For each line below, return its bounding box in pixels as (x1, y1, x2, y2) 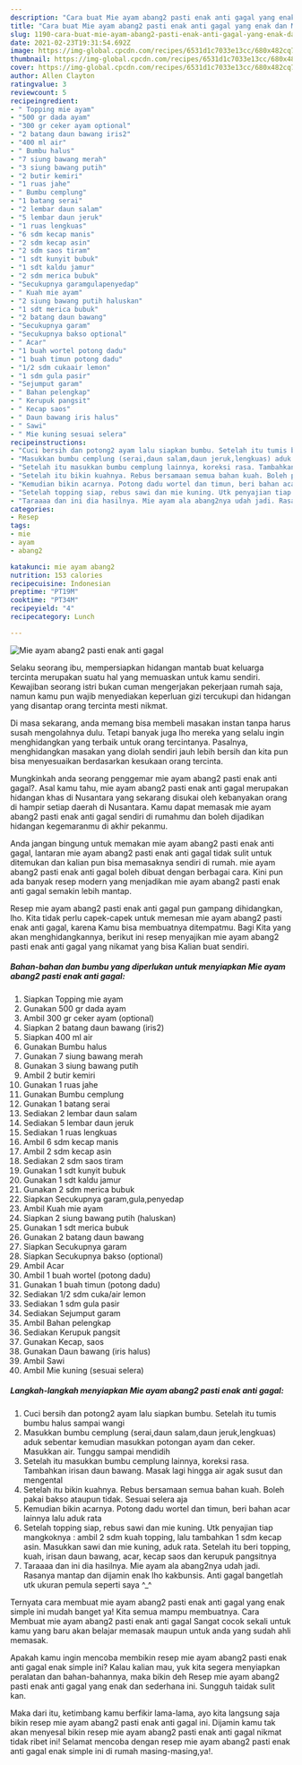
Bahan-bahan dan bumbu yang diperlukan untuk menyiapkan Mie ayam (10, 961, 286, 972)
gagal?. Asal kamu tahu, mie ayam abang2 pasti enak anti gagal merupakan (10, 782, 289, 793)
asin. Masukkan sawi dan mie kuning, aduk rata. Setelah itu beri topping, (22, 1541, 291, 1552)
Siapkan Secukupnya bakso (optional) (22, 1251, 164, 1261)
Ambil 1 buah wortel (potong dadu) (22, 1270, 151, 1280)
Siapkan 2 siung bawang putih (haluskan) (22, 1212, 177, 1223)
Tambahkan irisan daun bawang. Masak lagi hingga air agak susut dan (22, 1465, 283, 1476)
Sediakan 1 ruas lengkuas (22, 1126, 117, 1138)
